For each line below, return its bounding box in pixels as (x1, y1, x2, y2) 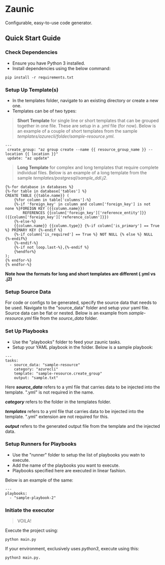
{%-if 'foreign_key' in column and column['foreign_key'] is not (14, 201, 151, 207)
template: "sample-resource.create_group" (14, 371, 102, 376)
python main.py (5, 537, 36, 542)
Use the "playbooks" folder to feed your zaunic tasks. (12, 339, 122, 345)
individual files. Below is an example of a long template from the (17, 169, 147, 176)
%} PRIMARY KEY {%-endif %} (5, 227, 63, 232)
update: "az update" (7, 155, 50, 161)
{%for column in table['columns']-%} (14, 197, 92, 202)
